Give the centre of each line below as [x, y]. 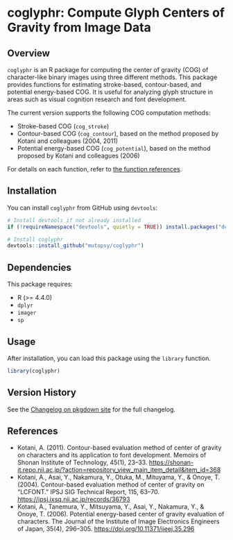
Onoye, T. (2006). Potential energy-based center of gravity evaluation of [121, 514]
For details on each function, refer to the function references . [95, 169]
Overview [29, 53]
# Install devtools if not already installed [74, 220]
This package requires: [40, 284]
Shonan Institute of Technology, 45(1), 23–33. [82, 462]
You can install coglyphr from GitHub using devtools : [83, 208]
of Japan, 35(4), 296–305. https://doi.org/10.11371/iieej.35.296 [106, 529]
